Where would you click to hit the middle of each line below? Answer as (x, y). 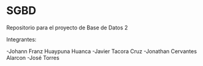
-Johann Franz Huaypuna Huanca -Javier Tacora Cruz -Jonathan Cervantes (101, 51)
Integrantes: (21, 39)
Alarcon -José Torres (33, 57)
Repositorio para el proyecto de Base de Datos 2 (67, 28)
